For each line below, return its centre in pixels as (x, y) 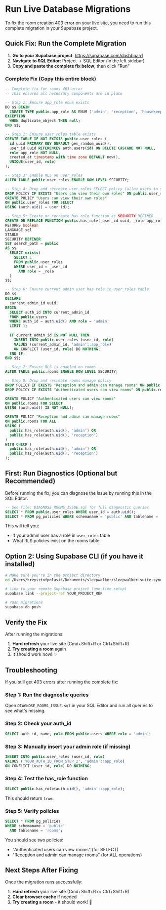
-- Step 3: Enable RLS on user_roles (44, 176)
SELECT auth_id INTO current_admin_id (50, 312)
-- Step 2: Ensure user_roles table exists (51, 134)
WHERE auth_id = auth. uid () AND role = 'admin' (60, 321)
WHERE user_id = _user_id (41, 267)
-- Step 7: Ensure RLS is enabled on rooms (51, 367)
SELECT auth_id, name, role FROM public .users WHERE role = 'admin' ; (78, 734)
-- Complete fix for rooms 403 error (44, 89)
